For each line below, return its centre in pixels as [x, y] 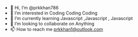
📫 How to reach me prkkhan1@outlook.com [56, 29]
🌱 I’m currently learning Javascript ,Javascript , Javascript [71, 18]
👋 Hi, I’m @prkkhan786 [34, 8]
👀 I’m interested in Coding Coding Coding [54, 13]
